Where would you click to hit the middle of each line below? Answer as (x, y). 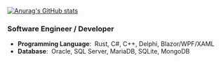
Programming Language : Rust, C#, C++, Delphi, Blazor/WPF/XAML (116, 44)
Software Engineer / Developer (61, 29)
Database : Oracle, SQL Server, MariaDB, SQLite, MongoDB (103, 52)
